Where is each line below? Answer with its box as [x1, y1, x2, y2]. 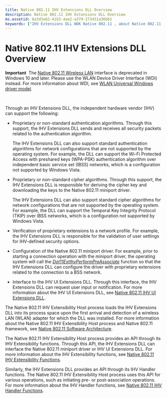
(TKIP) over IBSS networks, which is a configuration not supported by [12, 213, 155, 219]
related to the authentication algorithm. [12, 131, 92, 137]
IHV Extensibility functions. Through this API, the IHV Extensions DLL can [5, 341, 155, 347]
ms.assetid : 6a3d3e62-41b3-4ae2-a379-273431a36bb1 [5, 16, 112, 21]
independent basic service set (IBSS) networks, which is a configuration [12, 162, 161, 168]
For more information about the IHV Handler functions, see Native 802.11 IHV [5, 383, 162, 389]
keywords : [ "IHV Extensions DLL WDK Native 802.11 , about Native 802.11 [5, 21, 162, 26]
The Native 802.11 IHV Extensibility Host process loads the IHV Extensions [5, 305, 157, 311]
